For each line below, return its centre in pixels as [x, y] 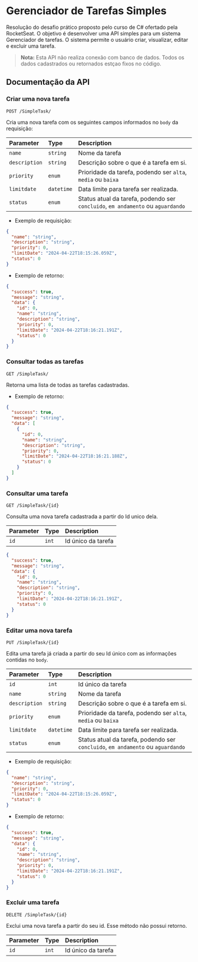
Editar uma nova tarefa [39, 630]
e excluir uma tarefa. [31, 46]
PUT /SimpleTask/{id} [33, 643]
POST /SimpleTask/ [29, 111]
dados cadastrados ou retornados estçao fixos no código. [91, 64]
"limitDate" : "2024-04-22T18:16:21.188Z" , [75, 456]
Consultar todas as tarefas [45, 362]
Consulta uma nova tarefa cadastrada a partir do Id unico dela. [82, 516]
